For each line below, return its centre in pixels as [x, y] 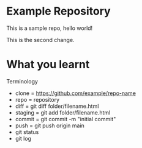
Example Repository [59, 11]
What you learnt [48, 65]
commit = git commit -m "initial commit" [65, 119]
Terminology [22, 81]
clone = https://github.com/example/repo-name [76, 93]
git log [23, 138]
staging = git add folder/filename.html [63, 112]
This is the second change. [40, 40]
